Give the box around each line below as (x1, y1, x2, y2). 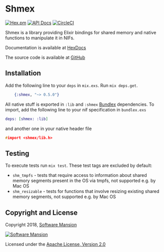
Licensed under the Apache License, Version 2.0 (5, 241, 106, 247)
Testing (5, 149, 30, 158)
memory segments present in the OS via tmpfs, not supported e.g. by (12, 177, 156, 184)
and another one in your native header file (5, 125, 92, 132)
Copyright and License (5, 208, 78, 217)
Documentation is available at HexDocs (5, 44, 86, 50)
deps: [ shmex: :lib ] (5, 116, 49, 121)
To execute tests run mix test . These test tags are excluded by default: (5, 162, 152, 169)
